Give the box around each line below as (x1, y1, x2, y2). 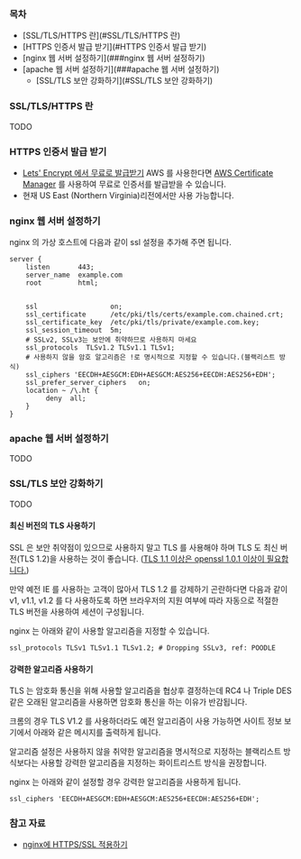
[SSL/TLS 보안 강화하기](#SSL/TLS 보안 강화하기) (35, 75, 214, 87)
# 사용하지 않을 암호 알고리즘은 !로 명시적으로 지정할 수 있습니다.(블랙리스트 (25, 353, 276, 362)
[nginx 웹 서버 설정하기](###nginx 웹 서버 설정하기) (22, 52, 205, 64)
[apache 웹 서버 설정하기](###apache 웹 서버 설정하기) (22, 64, 220, 75)
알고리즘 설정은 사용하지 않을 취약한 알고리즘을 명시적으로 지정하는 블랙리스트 (9, 746, 282, 757)
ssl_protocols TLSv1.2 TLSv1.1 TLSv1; (25, 343, 176, 352)
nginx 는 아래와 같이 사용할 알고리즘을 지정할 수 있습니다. (9, 625, 210, 636)
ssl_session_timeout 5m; (25, 326, 123, 335)
